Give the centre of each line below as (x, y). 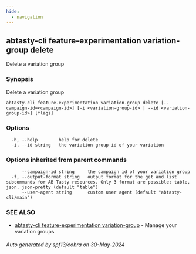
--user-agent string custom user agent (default (89, 192)
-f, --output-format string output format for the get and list (94, 177)
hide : (13, 11)
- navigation (27, 17)
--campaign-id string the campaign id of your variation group (106, 172)
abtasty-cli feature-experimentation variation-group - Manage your (96, 225)
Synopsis (20, 79)
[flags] (44, 113)
